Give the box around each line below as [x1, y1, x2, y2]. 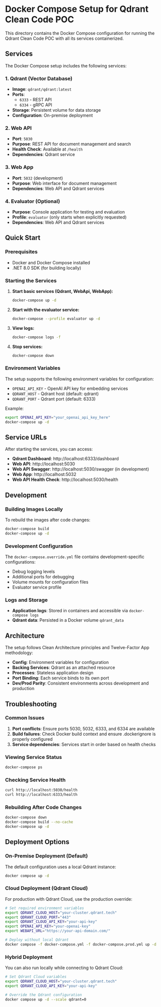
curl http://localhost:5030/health [5, 787, 78, 793]
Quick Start [5, 234, 41, 242]
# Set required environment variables [5, 906, 84, 911]
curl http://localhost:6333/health [5, 792, 78, 797]
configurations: [5, 559, 36, 565]
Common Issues [5, 715, 45, 722]
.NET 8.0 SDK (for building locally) [12, 265, 82, 271]
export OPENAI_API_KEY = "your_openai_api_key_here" [5, 415, 111, 420]
